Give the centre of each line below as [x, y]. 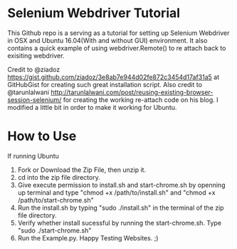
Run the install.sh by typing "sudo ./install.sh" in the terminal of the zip [121, 208]
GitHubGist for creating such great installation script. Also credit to [105, 84]
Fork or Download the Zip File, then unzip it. [82, 170]
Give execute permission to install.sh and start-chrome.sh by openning [121, 185]
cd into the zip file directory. [59, 177]
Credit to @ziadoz [34, 69]
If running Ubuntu [33, 156]
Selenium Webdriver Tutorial [94, 13]
